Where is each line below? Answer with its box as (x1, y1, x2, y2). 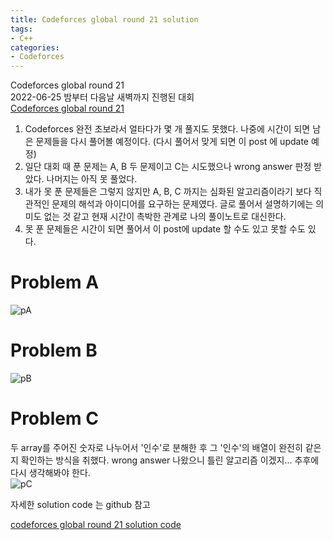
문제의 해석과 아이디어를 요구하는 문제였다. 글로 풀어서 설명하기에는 (51, 198, 314, 210)
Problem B (10, 339, 98, 362)
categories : (10, 42, 60, 53)
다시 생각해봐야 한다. (10, 466, 91, 478)
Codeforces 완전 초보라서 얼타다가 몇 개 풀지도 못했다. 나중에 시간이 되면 (24, 123, 311, 135)
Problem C (10, 407, 99, 430)
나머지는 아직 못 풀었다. (46, 173, 138, 185)
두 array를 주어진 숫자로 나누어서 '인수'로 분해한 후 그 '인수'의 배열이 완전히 (10, 441, 303, 453)
